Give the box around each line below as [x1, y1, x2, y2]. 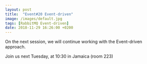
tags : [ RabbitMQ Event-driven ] [5, 21, 69, 26]
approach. [5, 44, 26, 50]
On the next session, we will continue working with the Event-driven [5, 39, 143, 44]
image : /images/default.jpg [5, 16, 63, 21]
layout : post [5, 7, 32, 12]
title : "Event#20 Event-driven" [5, 12, 73, 17]
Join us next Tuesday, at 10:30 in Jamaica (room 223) [5, 53, 114, 59]
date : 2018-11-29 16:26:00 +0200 [5, 25, 73, 30]
